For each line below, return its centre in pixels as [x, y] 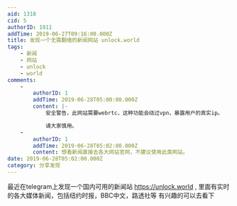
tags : [15, 47]
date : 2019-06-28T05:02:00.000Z [55, 159]
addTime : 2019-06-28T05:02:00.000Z [86, 146]
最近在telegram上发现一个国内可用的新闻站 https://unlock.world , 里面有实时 [118, 186]
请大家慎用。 [61, 126]
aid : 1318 [22, 14]
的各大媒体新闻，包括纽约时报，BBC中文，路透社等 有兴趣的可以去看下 [111, 195]
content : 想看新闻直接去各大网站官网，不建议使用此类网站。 [111, 152]
